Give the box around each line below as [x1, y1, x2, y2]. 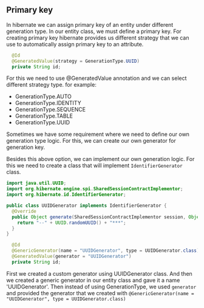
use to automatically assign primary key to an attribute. [6, 40, 144, 48]
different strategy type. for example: [6, 81, 97, 88]
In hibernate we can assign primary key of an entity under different [6, 21, 174, 28]
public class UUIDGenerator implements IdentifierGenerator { [6, 202, 167, 209]
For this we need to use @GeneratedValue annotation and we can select [6, 74, 187, 82]
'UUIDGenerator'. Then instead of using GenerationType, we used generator [6, 283, 197, 290]
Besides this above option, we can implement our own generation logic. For [6, 156, 195, 163]
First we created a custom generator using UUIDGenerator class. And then [6, 270, 192, 277]
